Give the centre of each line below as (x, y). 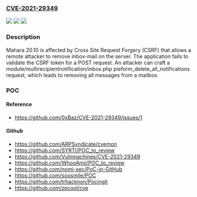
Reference (19, 104)
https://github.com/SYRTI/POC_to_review (65, 150)
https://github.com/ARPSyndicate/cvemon (66, 144)
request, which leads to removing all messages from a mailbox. (82, 75)
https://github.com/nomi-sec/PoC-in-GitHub (68, 169)
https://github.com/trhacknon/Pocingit (61, 182)
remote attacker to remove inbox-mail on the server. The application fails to (97, 56)
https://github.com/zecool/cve (51, 188)
